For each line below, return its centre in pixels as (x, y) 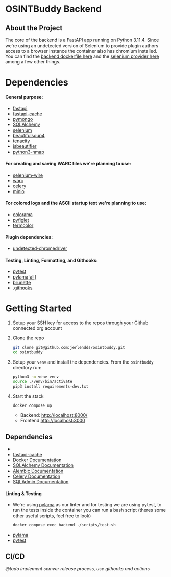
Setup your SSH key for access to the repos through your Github (80, 323)
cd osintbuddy (28, 352)
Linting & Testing (23, 493)
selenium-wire (28, 175)
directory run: (27, 367)
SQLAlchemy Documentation (43, 465)
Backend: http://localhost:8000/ (54, 415)
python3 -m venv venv (36, 377)
